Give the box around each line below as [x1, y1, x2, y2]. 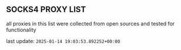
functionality [6, 26, 36, 33]
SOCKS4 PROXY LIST [6, 5, 86, 15]
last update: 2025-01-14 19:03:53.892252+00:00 [6, 37, 120, 44]
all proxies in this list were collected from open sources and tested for [6, 20, 175, 27]
